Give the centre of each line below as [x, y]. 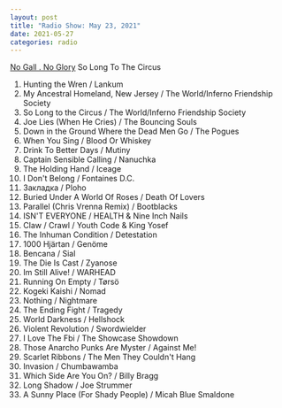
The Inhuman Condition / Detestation [90, 235]
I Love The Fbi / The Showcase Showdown [101, 338]
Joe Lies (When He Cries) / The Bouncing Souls [110, 122]
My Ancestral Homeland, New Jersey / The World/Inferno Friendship [148, 94]
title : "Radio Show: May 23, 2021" [76, 26]
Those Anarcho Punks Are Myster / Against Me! [110, 348]
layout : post [34, 17]
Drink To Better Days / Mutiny [76, 150]
